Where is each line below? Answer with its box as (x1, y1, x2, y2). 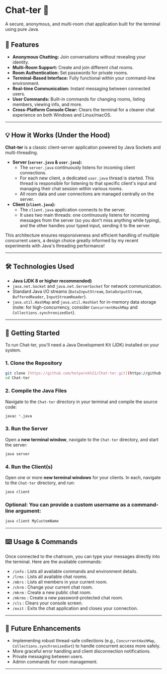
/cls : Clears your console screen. (12, 600, 83, 606)
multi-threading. (5, 149, 38, 156)
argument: (15, 507, 41, 514)
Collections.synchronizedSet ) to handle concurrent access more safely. (12, 643, 161, 649)
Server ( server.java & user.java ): (12, 159, 83, 165)
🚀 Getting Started (5, 329, 60, 337)
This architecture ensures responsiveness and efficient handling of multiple (5, 232, 160, 238)
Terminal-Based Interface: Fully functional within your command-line (12, 75, 156, 81)
